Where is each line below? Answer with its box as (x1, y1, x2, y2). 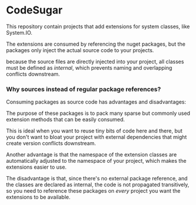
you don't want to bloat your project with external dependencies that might (6, 134, 187, 141)
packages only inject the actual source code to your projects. (6, 46, 154, 53)
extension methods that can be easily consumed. (6, 116, 125, 123)
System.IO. (6, 29, 33, 36)
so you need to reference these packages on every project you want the (6, 187, 181, 194)
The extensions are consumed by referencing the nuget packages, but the (6, 40, 186, 47)
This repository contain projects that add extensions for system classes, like (6, 23, 190, 30)
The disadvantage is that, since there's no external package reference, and (6, 175, 188, 182)
